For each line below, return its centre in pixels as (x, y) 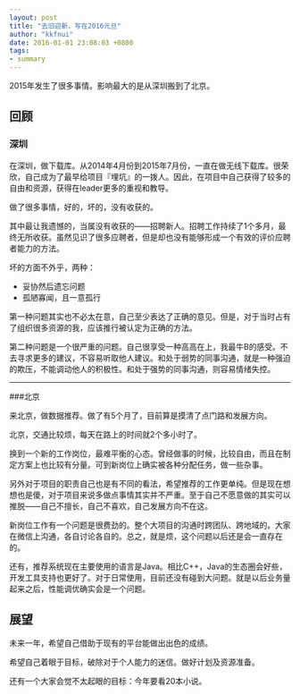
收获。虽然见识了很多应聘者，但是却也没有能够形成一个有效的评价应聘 (162, 237)
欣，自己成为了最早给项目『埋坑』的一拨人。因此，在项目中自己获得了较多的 (150, 176)
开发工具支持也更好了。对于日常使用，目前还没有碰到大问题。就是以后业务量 (150, 577)
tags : (19, 51)
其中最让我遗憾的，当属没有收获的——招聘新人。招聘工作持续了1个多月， (144, 225)
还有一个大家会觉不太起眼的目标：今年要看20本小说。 (108, 681)
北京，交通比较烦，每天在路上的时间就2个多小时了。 (106, 434)
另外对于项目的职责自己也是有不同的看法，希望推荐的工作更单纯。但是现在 (146, 483)
